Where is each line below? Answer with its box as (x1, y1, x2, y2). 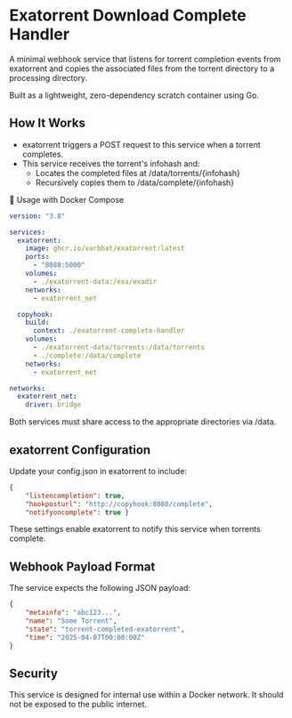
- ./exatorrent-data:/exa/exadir (32, 277, 158, 286)
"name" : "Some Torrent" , (25, 617, 118, 625)
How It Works (9, 116, 86, 131)
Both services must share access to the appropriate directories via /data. (9, 416, 277, 427)
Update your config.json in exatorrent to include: (9, 465, 187, 476)
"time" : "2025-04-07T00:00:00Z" (25, 633, 145, 641)
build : (25, 318, 50, 327)
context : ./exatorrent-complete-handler (32, 327, 185, 335)
